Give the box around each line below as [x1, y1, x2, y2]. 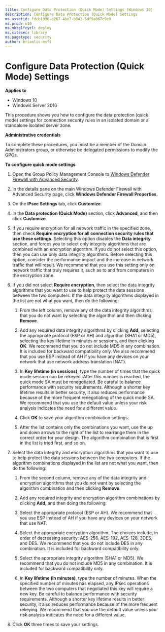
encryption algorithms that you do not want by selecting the [19, 480, 141, 486]
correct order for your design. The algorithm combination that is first [19, 434, 159, 440]
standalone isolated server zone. [5, 122, 71, 128]
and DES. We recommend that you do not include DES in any [19, 540, 143, 546]
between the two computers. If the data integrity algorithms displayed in [12, 292, 159, 298]
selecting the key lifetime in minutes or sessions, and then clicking [19, 338, 154, 344]
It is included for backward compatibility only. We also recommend [19, 348, 155, 354]
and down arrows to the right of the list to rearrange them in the [19, 429, 149, 435]
